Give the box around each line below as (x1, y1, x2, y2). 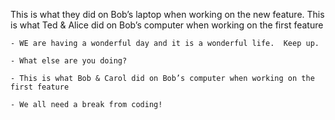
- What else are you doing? (10, 56, 128, 66)
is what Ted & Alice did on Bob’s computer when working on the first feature (10, 19, 324, 31)
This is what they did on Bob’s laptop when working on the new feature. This (10, 9, 325, 20)
